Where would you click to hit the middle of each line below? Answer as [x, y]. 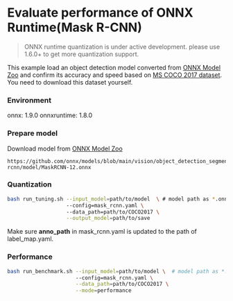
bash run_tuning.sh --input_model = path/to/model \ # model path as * [111, 199]
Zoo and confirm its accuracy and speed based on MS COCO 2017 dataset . [115, 75]
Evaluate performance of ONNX [100, 13]
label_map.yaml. [31, 239]
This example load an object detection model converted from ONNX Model [114, 67]
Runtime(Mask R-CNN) [75, 27]
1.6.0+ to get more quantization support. [81, 54]
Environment [29, 100]
